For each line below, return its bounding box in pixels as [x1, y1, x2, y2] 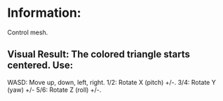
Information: [7, 5, 82, 21]
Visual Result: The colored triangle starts [7, 48, 191, 60]
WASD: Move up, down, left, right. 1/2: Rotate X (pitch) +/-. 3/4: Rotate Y [7, 78, 216, 86]
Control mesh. [7, 28, 48, 36]
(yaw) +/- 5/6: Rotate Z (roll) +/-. [7, 86, 102, 94]
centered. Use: [7, 60, 74, 72]
